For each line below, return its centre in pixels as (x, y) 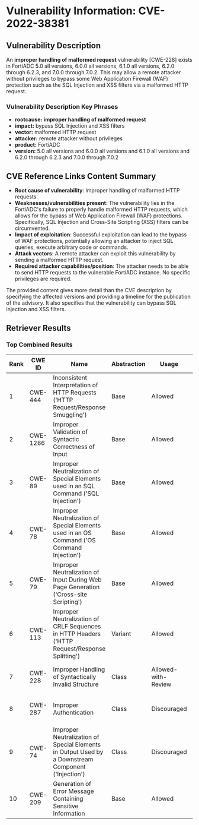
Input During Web (77, 579)
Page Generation (76, 587)
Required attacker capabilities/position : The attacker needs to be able (102, 266)
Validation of (70, 432)
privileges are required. (43, 279)
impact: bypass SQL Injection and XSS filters (70, 126)
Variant (121, 634)
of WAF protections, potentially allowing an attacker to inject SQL (94, 241)
